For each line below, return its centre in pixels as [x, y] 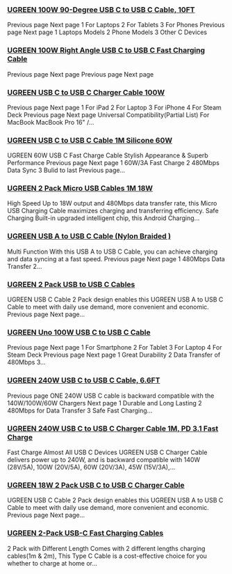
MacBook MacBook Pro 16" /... [51, 122]
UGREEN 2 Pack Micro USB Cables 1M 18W [80, 188]
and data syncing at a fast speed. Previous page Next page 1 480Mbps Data [116, 258]
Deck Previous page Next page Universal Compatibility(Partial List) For [108, 115]
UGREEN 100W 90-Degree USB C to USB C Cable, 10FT [101, 10]
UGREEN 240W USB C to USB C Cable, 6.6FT [84, 380]
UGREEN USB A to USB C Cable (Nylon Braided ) [89, 236]
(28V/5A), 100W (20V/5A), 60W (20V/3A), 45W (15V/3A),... [91, 467]
